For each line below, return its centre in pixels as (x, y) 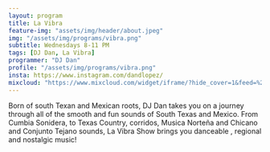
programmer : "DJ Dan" (45, 61)
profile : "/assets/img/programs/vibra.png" (82, 68)
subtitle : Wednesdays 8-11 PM (59, 46)
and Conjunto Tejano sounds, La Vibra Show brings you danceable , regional (135, 131)
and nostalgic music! (43, 139)
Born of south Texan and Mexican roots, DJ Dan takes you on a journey (126, 106)
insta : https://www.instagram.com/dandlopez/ (86, 75)
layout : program (35, 16)
